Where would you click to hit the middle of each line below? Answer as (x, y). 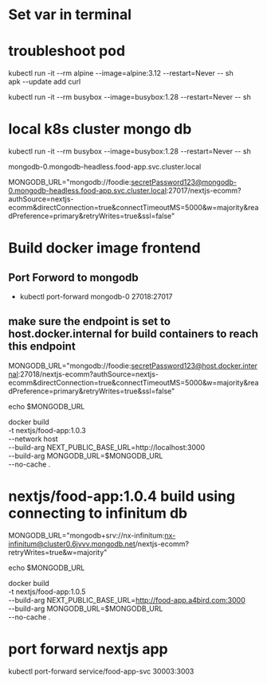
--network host (33, 439)
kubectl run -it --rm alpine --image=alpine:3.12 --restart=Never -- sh (121, 73)
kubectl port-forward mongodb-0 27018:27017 (96, 297)
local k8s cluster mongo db (100, 129)
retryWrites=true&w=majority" (58, 552)
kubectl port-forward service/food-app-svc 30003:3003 (101, 671)
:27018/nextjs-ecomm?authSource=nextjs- (88, 374)
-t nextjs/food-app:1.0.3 (47, 430)
